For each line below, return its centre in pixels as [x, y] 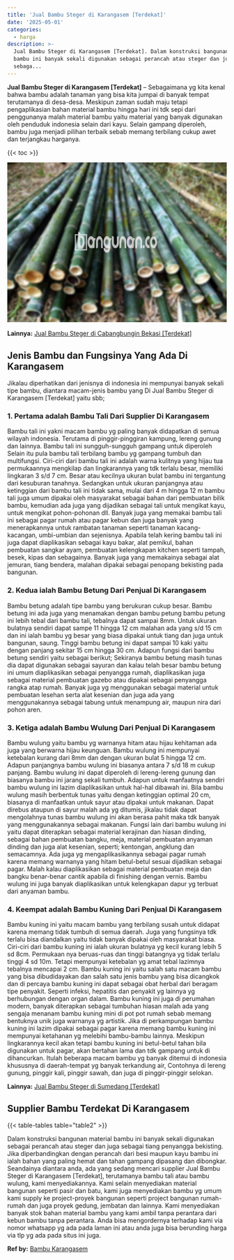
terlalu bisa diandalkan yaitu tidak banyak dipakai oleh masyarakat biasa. [111, 939]
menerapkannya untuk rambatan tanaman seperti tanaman [91, 528]
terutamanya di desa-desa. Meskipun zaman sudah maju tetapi [97, 102]
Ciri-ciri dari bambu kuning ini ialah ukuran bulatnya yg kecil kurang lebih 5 [115, 947]
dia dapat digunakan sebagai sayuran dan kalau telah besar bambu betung [114, 665]
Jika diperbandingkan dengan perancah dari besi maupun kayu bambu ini [113, 1154]
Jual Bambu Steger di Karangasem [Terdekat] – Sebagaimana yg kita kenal [116, 87]
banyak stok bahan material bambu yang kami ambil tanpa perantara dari [112, 1213]
